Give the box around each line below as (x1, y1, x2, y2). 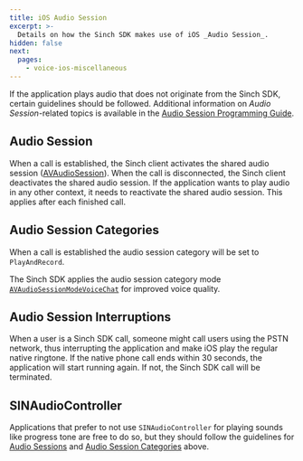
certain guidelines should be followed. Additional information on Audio (9, 98, 271, 108)
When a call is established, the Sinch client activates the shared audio (9, 157, 270, 168)
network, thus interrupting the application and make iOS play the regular (9, 343, 279, 353)
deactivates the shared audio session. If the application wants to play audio (9, 177, 290, 188)
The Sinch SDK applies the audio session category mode (9, 273, 222, 285)
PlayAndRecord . (9, 256, 65, 267)
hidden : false (9, 38, 63, 48)
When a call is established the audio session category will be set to (9, 246, 260, 258)
